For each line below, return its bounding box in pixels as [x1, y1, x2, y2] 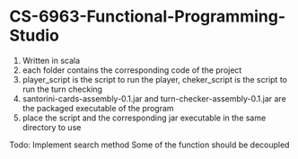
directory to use [22, 121, 82, 132]
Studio [9, 25, 60, 46]
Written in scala [22, 55, 81, 66]
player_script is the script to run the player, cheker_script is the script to [22, 74, 287, 84]
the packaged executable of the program [22, 102, 174, 113]
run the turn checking [22, 84, 103, 94]
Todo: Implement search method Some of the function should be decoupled [9, 139, 290, 150]
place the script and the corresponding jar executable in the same [22, 112, 267, 123]
